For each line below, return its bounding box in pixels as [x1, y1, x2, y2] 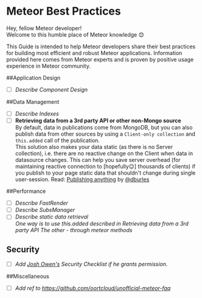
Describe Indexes [15, 110, 59, 117]
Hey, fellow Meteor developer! [6, 24, 82, 32]
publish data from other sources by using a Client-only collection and [15, 130, 196, 138]
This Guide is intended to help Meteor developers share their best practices [6, 43, 196, 50]
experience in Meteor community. [6, 62, 91, 70]
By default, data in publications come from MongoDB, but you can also [15, 124, 193, 131]
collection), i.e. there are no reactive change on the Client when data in [15, 150, 193, 157]
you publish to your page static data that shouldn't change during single [15, 169, 196, 176]
